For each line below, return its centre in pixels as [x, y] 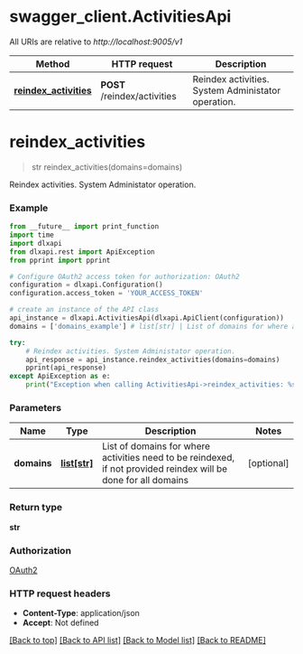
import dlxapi [36, 243]
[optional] [268, 463]
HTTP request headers [60, 593]
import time [32, 235]
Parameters [35, 407]
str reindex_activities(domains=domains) [107, 167]
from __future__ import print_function [84, 227]
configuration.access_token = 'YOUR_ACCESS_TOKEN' [106, 294]
